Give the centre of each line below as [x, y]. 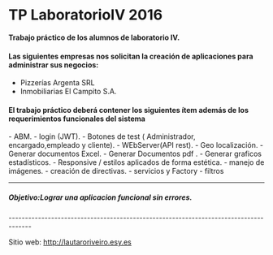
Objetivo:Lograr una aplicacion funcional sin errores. [100, 197]
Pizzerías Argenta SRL [57, 83]
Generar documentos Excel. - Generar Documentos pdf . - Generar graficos [135, 154]
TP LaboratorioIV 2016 [86, 15]
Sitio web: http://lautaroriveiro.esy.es [70, 242]
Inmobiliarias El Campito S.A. [68, 92]
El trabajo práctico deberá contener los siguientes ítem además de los [129, 110]
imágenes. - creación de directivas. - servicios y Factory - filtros [116, 171]
